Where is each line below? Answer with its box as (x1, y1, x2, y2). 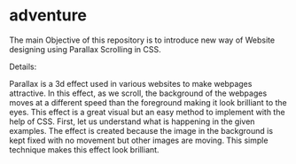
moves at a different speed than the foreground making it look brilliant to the (9, 97, 287, 107)
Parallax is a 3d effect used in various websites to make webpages (9, 78, 253, 89)
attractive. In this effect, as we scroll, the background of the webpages (9, 88, 268, 98)
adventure (9, 5, 87, 26)
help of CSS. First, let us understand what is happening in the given (9, 116, 255, 127)
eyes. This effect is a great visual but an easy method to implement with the (9, 106, 285, 117)
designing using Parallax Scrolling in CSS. (9, 43, 161, 54)
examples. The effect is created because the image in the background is (9, 125, 273, 136)
